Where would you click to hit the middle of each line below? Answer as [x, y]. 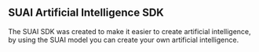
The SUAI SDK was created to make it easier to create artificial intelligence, [129, 31]
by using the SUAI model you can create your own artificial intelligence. [124, 40]
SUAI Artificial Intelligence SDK [86, 13]
